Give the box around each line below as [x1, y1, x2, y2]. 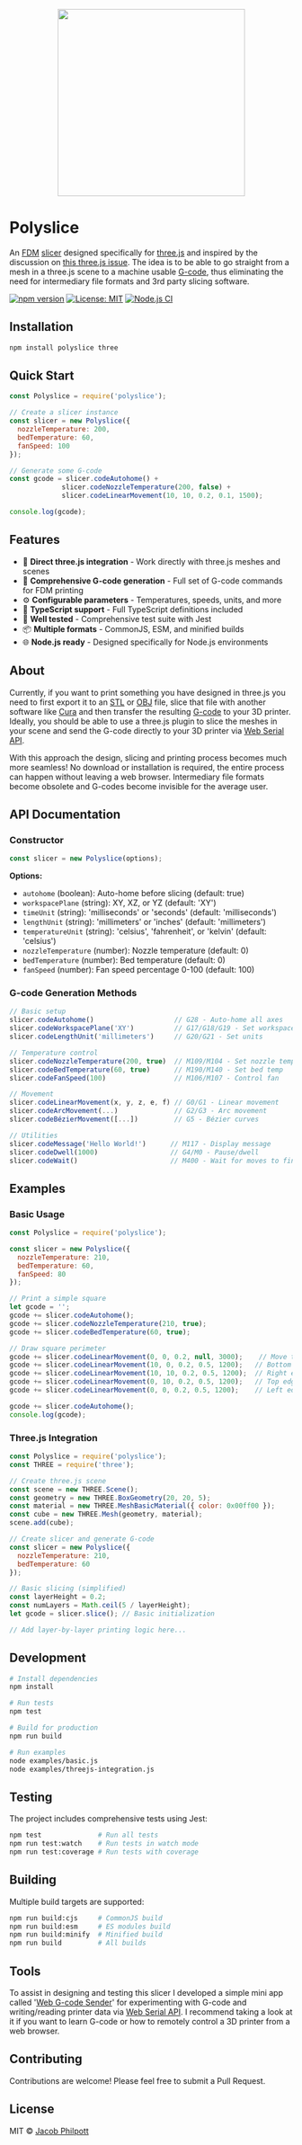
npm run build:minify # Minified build [9, 1930, 164, 1939]
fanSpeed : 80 [17, 1269, 67, 1278]
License [9, 2102, 55, 2117]
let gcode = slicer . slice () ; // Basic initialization [9, 1609, 216, 1618]
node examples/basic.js [9, 1756, 99, 1766]
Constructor [9, 833, 65, 846]
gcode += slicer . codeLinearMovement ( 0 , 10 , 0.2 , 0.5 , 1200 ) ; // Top [9, 1377, 280, 1386]
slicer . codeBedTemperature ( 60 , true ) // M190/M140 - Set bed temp [9, 1065, 283, 1074]
